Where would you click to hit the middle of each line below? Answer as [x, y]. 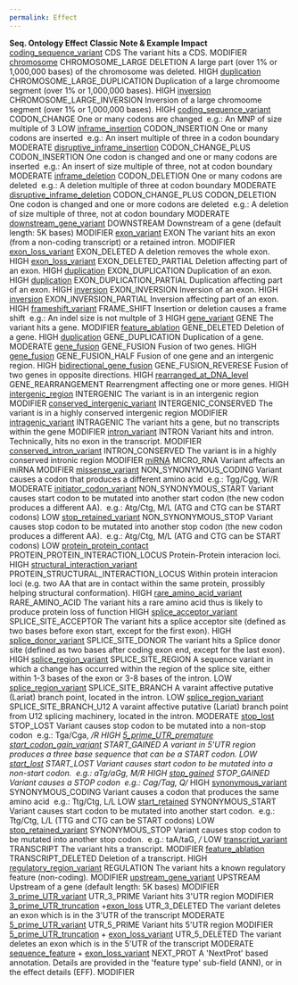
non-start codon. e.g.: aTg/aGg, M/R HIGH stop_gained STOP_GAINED [140, 773]
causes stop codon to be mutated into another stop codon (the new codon [146, 526]
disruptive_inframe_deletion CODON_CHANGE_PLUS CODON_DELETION [143, 195]
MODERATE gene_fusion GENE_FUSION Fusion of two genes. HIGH [133, 346]
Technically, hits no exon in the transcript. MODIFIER [106, 441]
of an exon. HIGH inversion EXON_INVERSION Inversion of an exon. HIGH [144, 289]
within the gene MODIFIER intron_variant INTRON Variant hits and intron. [142, 431]
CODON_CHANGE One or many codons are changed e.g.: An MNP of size [146, 119]
